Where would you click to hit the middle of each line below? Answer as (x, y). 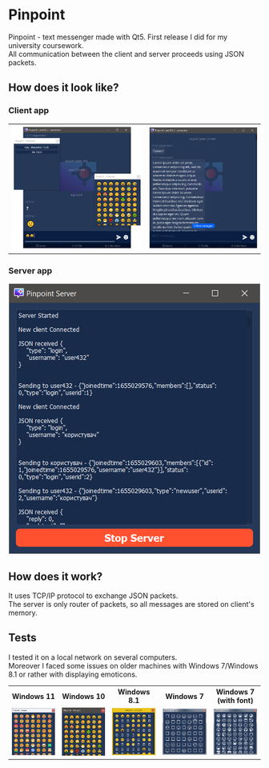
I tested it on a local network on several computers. (93, 657)
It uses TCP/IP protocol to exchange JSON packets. (93, 596)
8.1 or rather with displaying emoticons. (73, 674)
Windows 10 (84, 696)
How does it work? (56, 576)
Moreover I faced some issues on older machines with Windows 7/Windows (133, 665)
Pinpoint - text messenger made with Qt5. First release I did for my (118, 37)
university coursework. (46, 45)
